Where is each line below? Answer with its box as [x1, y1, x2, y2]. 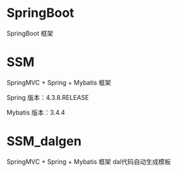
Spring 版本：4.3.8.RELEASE [6, 93, 89, 101]
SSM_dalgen [6, 134, 82, 149]
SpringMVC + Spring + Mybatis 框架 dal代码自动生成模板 [6, 157, 172, 166]
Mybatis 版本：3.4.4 [6, 108, 65, 117]
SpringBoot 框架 [6, 29, 53, 37]
